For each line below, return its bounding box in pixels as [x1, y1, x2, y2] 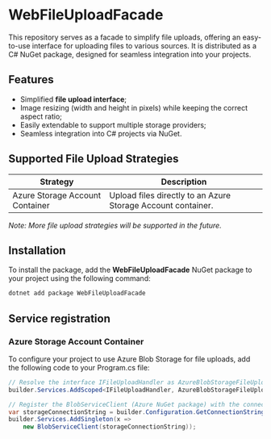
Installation [8, 244, 66, 257]
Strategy [40, 176, 74, 187]
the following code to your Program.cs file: [8, 362, 150, 372]
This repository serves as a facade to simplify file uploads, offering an [8, 32, 241, 42]
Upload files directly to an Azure [108, 190, 231, 201]
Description [161, 176, 207, 187]
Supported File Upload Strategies [8, 152, 179, 166]
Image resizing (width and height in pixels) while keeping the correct [19, 102, 248, 112]
